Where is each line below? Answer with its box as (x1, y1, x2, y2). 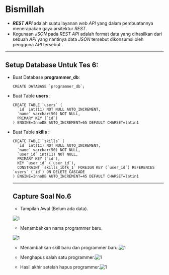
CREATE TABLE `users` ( (12, 102, 63, 108)
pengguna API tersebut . (12, 41, 63, 47)
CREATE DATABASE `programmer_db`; (12, 84, 85, 89)
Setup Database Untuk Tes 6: (5, 61, 99, 69)
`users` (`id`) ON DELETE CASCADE (12, 169, 85, 174)
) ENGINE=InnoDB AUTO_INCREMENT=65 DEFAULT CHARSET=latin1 (12, 120, 139, 125)
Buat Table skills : (12, 129, 50, 135)
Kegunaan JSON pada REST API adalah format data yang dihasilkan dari (12, 31, 162, 37)
